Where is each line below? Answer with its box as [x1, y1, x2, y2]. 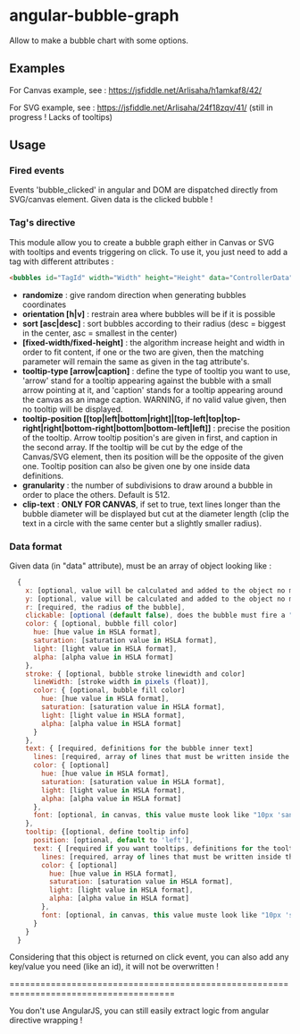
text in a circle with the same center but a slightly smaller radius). [21, 517, 262, 528]
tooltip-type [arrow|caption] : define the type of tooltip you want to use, [21, 365, 291, 376]
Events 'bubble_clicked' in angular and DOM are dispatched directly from [9, 184, 279, 195]
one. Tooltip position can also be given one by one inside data [21, 460, 251, 471]
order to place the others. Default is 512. [21, 489, 171, 500]
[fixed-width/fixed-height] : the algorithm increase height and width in [21, 337, 286, 347]
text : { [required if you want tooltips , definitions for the [32, 843, 270, 853]
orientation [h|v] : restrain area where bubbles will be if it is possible [21, 308, 276, 319]
